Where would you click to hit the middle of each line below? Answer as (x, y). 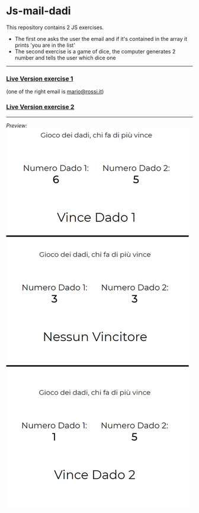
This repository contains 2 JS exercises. (55, 27)
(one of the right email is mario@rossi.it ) (55, 92)
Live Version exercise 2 (40, 107)
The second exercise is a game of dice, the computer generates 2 (95, 51)
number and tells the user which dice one (65, 58)
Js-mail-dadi (38, 11)
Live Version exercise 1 (40, 78)
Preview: (17, 125)
